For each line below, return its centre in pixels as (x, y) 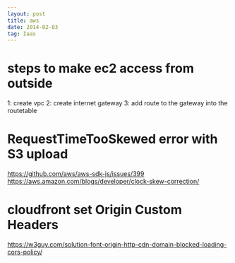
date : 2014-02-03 (33, 27)
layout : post (26, 14)
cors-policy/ (25, 252)
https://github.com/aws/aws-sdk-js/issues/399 (76, 174)
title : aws (23, 21)
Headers (33, 225)
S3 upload (38, 154)
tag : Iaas (22, 34)
